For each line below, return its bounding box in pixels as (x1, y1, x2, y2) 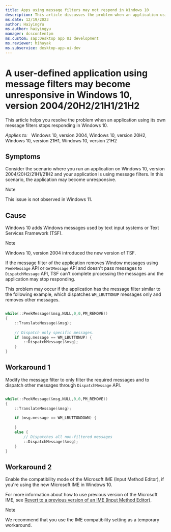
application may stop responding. (5, 276, 75, 282)
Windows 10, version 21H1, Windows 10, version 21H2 (5, 137, 117, 143)
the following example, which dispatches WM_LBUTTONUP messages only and (5, 291, 161, 297)
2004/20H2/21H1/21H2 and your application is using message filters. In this (5, 171, 163, 178)
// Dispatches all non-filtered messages (23, 434, 113, 439)
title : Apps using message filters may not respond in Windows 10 (5, 7, 149, 13)
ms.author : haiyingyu (5, 27, 51, 32)
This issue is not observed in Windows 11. (5, 196, 93, 202)
